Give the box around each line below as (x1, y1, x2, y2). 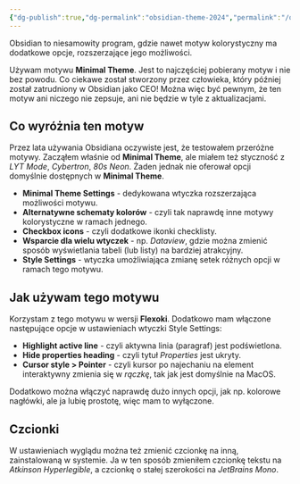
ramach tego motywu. (21, 264, 104, 275)
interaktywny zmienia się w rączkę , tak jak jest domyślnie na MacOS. (21, 369, 277, 380)
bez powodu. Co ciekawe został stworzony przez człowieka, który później (9, 73, 281, 85)
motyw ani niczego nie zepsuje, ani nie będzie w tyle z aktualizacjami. (9, 93, 267, 104)
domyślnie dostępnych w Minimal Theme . (9, 171, 165, 181)
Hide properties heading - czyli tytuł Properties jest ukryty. (21, 350, 241, 361)
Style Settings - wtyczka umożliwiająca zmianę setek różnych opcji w (21, 255, 280, 265)
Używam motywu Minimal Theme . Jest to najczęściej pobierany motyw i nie (9, 64, 291, 75)
